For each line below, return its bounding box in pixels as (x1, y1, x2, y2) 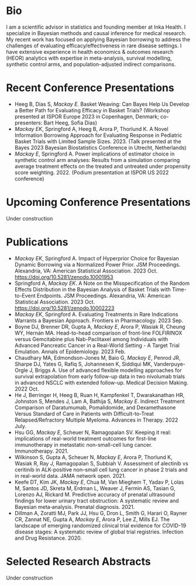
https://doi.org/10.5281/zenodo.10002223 (14, 304, 115, 311)
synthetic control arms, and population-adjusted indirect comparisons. (6, 60, 176, 68)
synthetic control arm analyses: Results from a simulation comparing (14, 156, 180, 163)
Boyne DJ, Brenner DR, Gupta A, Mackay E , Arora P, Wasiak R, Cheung (14, 323, 185, 330)
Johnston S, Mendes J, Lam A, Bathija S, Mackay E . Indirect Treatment (14, 398, 185, 405)
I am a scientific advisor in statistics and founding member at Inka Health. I (6, 23, 186, 30)
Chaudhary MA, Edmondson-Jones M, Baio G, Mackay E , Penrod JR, (14, 354, 181, 361)
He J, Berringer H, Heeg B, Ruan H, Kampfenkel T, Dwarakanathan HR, (14, 391, 185, 398)
